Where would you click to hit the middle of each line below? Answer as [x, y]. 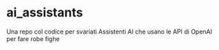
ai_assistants [45, 13]
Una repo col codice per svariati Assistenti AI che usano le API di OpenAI [109, 32]
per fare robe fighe [33, 38]
